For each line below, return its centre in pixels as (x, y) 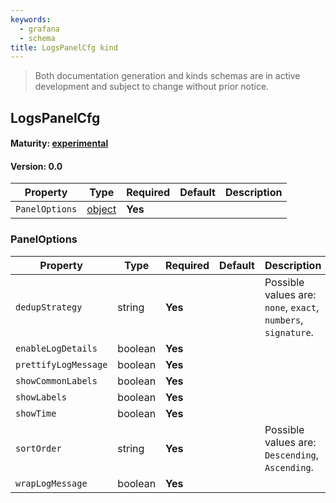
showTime (36, 413)
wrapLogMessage (51, 483)
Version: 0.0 (36, 166)
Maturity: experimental (59, 143)
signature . (289, 332)
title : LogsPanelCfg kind (64, 47)
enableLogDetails (56, 348)
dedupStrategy (49, 307)
